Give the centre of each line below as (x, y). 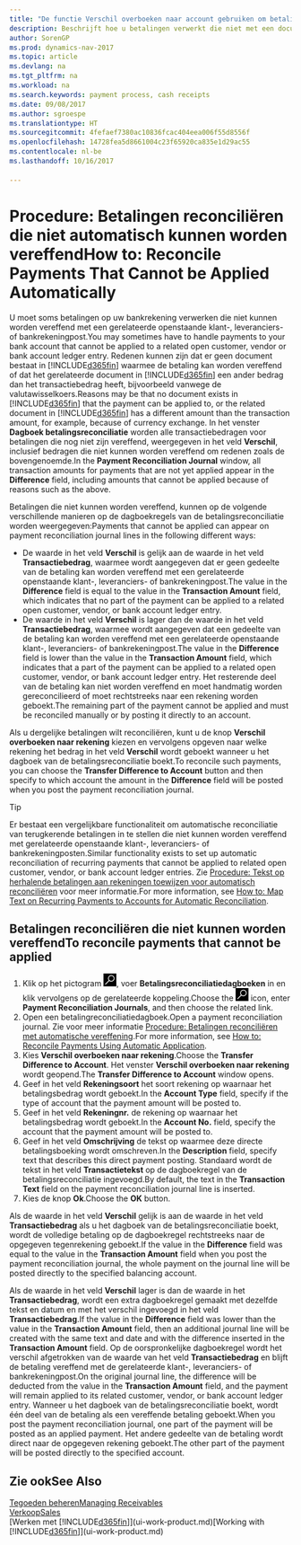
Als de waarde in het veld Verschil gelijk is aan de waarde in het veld (137, 1216)
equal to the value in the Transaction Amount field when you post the (138, 1254)
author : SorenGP (39, 38)
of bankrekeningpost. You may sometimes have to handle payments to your (147, 336)
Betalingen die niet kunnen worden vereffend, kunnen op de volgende (138, 507)
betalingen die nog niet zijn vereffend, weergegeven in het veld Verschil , (143, 441)
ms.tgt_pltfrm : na (43, 76)
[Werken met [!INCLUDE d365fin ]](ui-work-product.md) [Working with (137, 1522)
